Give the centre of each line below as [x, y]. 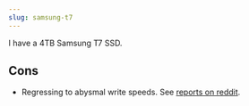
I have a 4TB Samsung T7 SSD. [65, 43]
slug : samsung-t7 [41, 17]
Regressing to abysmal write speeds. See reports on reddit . [131, 92]
